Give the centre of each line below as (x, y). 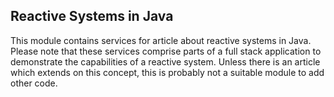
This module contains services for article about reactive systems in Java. (161, 40)
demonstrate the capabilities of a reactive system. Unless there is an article (165, 61)
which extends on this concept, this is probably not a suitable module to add (167, 72)
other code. (34, 83)
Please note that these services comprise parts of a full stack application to (166, 51)
